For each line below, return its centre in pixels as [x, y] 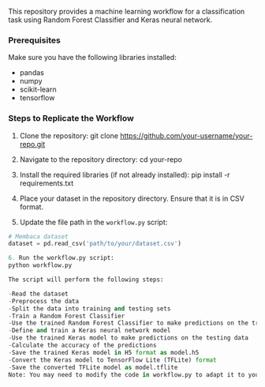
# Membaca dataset [38, 236]
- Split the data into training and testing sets [90, 308]
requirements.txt [47, 183]
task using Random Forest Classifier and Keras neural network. [110, 20]
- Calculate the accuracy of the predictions [82, 346]
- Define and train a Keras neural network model [90, 331]
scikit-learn [38, 89]
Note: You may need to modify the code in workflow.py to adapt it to [127, 374]
